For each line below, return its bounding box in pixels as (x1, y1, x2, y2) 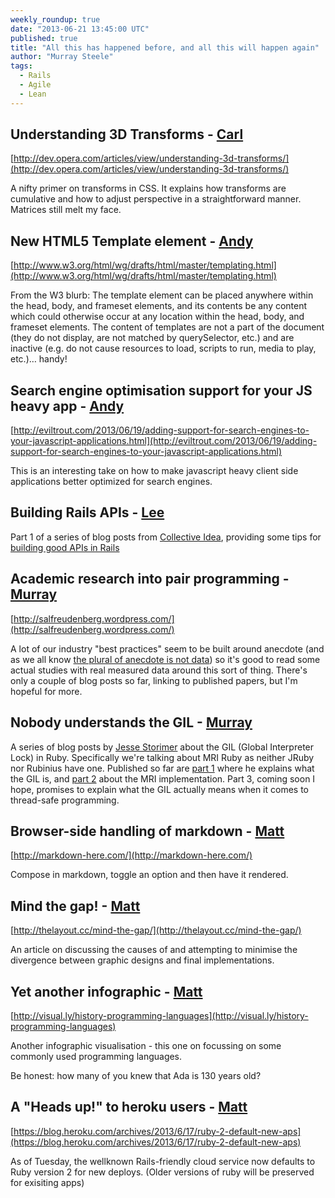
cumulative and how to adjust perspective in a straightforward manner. (10, 193, 302, 205)
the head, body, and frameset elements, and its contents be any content (10, 300, 308, 312)
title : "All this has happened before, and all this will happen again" (10, 42, 320, 53)
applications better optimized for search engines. (10, 476, 213, 488)
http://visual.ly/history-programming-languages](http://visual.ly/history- (13, 1009, 309, 1021)
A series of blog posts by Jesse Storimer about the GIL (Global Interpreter (10, 741, 315, 753)
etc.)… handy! (10, 353, 68, 365)
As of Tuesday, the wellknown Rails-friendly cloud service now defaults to (10, 1155, 316, 1167)
